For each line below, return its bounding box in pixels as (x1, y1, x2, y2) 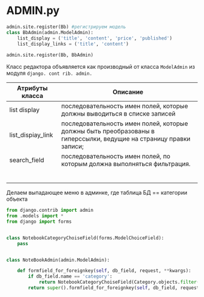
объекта (6, 195, 28, 203)
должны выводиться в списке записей (61, 110, 176, 118)
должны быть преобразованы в (61, 127, 155, 136)
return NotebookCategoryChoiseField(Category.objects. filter (38, 279, 197, 285)
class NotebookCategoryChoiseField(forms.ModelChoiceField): (6, 235, 165, 241)
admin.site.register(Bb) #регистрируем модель (6, 24, 126, 30)
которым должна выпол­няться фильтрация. (61, 159, 191, 168)
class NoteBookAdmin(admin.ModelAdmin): (6, 257, 110, 263)
